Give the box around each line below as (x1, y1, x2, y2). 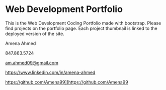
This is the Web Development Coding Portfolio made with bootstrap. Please (5, 20, 161, 26)
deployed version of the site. (5, 30, 64, 36)
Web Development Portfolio (5, 3, 123, 15)
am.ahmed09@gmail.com (5, 59, 59, 65)
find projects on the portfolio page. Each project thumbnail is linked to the (5, 25, 157, 31)
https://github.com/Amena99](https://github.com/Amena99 (5, 79, 128, 85)
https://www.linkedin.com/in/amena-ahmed (5, 69, 96, 75)
